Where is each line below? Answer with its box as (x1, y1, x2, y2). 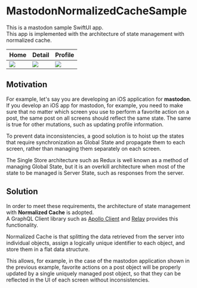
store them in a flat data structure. (6, 246, 90, 253)
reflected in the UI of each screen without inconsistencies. (6, 276, 150, 283)
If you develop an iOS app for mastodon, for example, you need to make (6, 101, 183, 109)
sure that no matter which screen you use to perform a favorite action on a (6, 108, 189, 115)
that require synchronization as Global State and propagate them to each (6, 138, 185, 145)
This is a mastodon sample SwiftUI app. (6, 24, 103, 31)
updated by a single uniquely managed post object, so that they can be (6, 270, 181, 277)
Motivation (6, 79, 48, 90)
